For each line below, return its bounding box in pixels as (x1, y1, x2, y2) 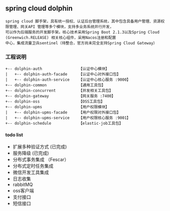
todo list (5, 131, 23, 138)
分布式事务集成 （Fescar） (12, 157, 69, 163)
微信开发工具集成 (12, 169, 49, 176)
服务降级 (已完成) (12, 150, 49, 156)
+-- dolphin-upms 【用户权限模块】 (5, 105, 110, 110)
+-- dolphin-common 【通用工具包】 (5, 83, 106, 88)
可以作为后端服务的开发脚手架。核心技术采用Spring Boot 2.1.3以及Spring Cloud (5, 29, 160, 35)
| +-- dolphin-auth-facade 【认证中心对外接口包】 (5, 72, 121, 77)
